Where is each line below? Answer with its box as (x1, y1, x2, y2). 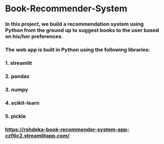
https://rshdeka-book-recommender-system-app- (5, 126, 130, 133)
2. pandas (5, 73, 30, 80)
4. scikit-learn (5, 99, 40, 106)
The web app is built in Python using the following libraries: (5, 47, 151, 53)
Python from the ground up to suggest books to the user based (5, 27, 159, 34)
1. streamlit (5, 59, 32, 66)
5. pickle (5, 112, 26, 119)
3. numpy (5, 86, 29, 93)
